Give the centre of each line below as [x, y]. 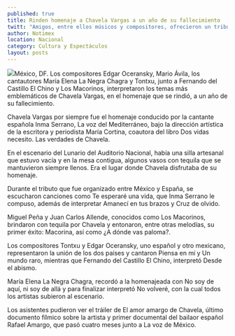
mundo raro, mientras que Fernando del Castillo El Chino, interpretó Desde [115, 260]
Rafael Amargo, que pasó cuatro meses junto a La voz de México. [102, 324]
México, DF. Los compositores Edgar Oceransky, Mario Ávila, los [107, 73]
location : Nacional [36, 40]
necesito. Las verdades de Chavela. [59, 139]
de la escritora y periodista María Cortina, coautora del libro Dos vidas [108, 132]
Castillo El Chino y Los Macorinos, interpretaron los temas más [98, 88]
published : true [31, 14]
